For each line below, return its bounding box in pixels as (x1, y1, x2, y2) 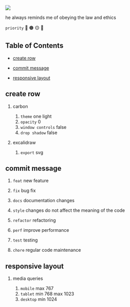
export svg (20, 149, 44, 156)
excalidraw (12, 139, 36, 145)
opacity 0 (20, 118, 41, 125)
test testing (12, 237, 38, 243)
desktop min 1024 (20, 296, 57, 302)
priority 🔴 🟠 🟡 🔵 (5, 25, 44, 31)
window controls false (20, 124, 67, 130)
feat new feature (12, 178, 49, 184)
